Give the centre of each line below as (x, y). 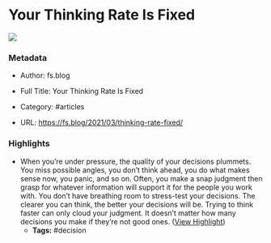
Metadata (28, 58)
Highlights (29, 143)
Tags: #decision (59, 230)
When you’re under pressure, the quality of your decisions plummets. (135, 161)
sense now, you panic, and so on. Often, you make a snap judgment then (141, 178)
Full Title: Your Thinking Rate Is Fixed (82, 92)
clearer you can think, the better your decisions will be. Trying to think (136, 204)
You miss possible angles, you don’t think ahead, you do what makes (135, 170)
